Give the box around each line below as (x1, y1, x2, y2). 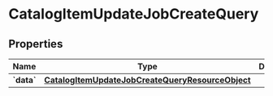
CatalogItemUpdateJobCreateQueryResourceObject (44, 74, 251, 86)
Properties (8, 37, 63, 51)
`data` (12, 74, 37, 86)
